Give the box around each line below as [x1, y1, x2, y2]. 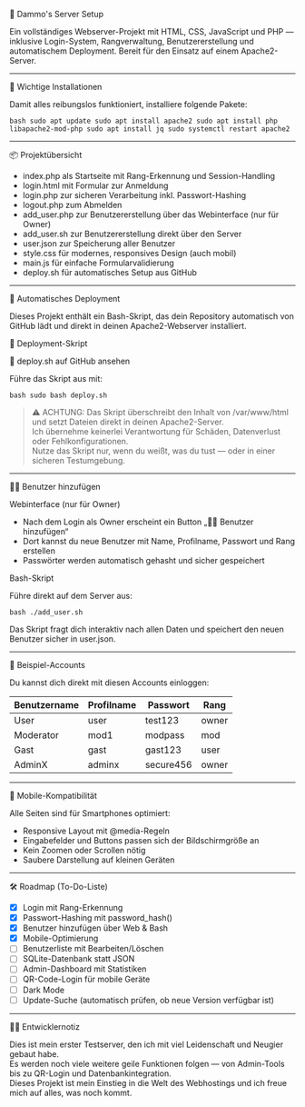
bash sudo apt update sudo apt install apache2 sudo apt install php [9, 116, 279, 125]
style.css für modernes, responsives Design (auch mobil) [22, 248, 237, 258]
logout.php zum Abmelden [22, 200, 123, 210]
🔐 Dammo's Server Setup [9, 9, 104, 19]
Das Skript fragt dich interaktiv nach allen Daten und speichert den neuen [9, 623, 284, 634]
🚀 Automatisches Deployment [9, 294, 121, 304]
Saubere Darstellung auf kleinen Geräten [22, 854, 175, 865]
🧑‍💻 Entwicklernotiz [9, 1021, 80, 1032]
